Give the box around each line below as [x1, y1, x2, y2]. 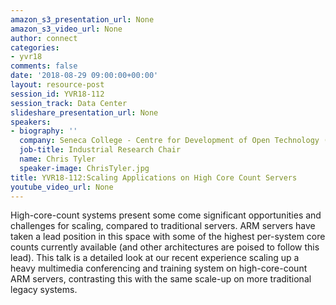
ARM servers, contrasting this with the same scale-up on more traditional [10, 273, 312, 285]
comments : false [10, 61, 78, 71]
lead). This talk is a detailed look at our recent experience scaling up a [10, 252, 300, 264]
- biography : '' [10, 126, 78, 136]
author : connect [10, 33, 78, 43]
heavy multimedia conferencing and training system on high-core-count [10, 262, 308, 275]
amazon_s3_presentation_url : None [10, 14, 155, 25]
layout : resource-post [10, 80, 105, 90]
